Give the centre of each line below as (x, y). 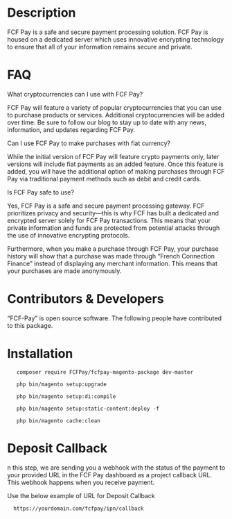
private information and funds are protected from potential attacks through (114, 228)
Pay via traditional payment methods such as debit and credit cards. (104, 179)
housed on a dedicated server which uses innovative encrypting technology (116, 39)
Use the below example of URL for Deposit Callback (81, 495)
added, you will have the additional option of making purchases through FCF (116, 171)
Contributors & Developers (86, 299)
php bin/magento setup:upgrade (62, 384)
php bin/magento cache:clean (58, 421)
